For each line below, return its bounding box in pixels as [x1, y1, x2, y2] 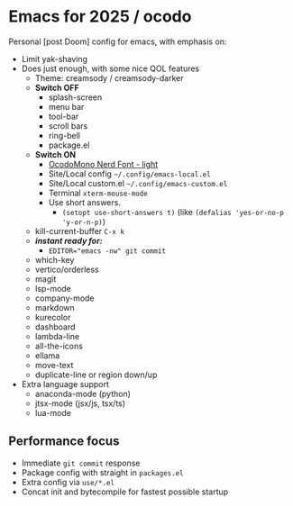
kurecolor [34, 312, 71, 322]
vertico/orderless [34, 264, 100, 275]
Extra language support [21, 378, 109, 389]
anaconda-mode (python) [34, 388, 132, 399]
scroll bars [48, 120, 88, 131]
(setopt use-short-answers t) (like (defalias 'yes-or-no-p [61, 206, 285, 217]
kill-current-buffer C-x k [34, 225, 125, 236]
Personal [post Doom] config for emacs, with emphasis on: [8, 36, 227, 47]
